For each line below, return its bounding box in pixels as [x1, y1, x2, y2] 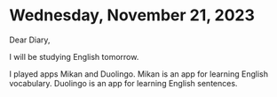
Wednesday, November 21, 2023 [9, 5, 256, 26]
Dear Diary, [9, 34, 51, 45]
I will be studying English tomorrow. [9, 51, 139, 62]
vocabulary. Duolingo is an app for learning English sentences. [9, 78, 238, 88]
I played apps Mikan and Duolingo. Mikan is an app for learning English [9, 68, 269, 79]
